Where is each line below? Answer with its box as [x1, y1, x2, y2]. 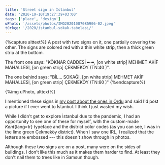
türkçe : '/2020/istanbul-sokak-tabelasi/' [5, 26, 94, 31]
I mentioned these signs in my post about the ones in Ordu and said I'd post [5, 98, 159, 104]
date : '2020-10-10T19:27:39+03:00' [5, 12, 78, 17]
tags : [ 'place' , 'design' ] [5, 16, 61, 21]
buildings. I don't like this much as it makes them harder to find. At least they [5, 149, 160, 155]
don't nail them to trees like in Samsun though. [5, 154, 99, 161]
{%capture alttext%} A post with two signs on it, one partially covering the [5, 39, 156, 45]
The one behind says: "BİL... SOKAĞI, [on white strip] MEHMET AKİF [5, 74, 144, 80]
